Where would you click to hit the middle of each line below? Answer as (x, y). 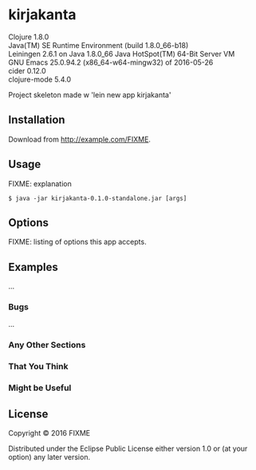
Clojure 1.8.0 (29, 37)
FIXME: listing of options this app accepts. (77, 242)
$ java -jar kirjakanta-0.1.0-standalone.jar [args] (98, 198)
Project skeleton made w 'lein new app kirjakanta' (90, 94)
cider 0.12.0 (27, 70)
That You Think (38, 367)
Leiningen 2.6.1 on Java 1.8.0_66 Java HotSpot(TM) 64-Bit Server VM (122, 54)
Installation (37, 120)
